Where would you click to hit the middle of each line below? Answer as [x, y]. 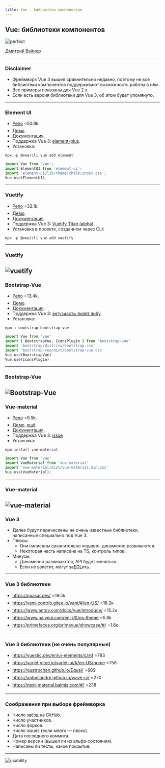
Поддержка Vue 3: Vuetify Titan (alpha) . [53, 224]
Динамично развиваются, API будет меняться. [69, 562]
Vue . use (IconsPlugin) [27, 359]
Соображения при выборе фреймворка [55, 704]
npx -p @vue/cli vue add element [39, 155]
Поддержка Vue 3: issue [37, 435]
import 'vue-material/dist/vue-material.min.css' [57, 468]
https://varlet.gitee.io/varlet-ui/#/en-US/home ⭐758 [64, 663]
